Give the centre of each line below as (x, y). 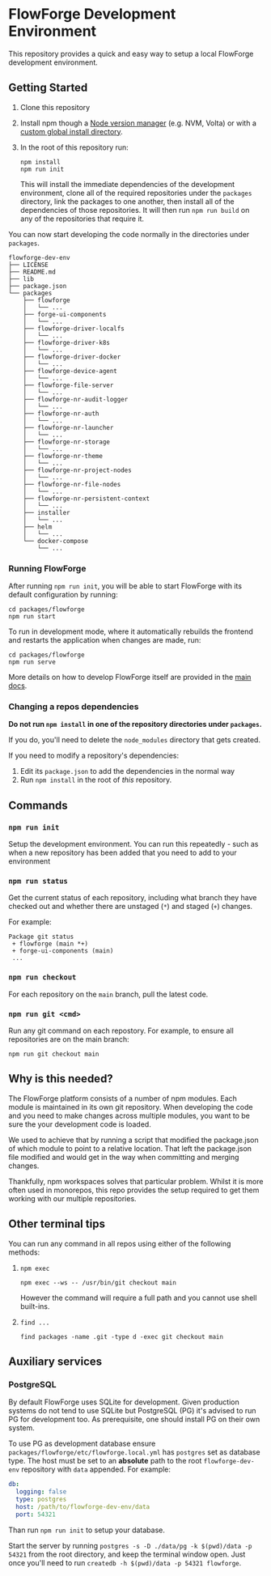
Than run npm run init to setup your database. (87, 1530)
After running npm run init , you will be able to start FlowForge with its (125, 586)
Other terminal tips (57, 1224)
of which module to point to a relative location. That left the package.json (130, 1148)
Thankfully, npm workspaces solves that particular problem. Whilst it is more (136, 1181)
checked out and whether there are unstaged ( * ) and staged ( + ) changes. (131, 907)
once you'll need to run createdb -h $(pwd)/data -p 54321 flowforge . (125, 1562)
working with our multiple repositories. (72, 1198)
